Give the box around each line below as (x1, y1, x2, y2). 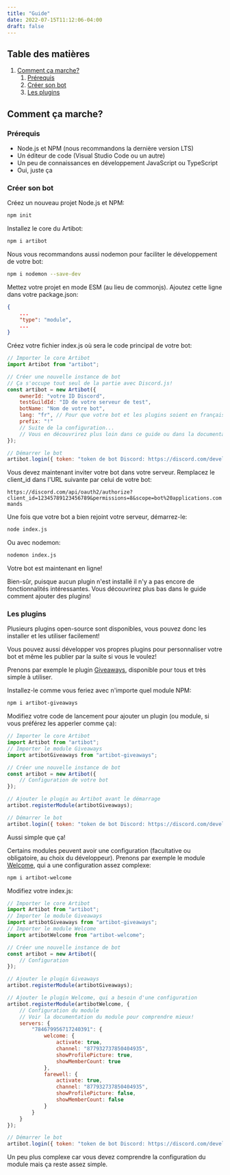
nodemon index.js (7, 552, 57, 559)
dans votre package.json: (7, 290, 79, 298)
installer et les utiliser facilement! (7, 632, 101, 640)
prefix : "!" (19, 418, 53, 425)
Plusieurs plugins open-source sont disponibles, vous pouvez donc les (7, 625, 207, 633)
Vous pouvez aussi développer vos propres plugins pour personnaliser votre (7, 645, 222, 653)
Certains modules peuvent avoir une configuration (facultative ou (7, 846, 191, 854)
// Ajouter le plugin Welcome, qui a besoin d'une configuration (7, 995, 197, 1002)
